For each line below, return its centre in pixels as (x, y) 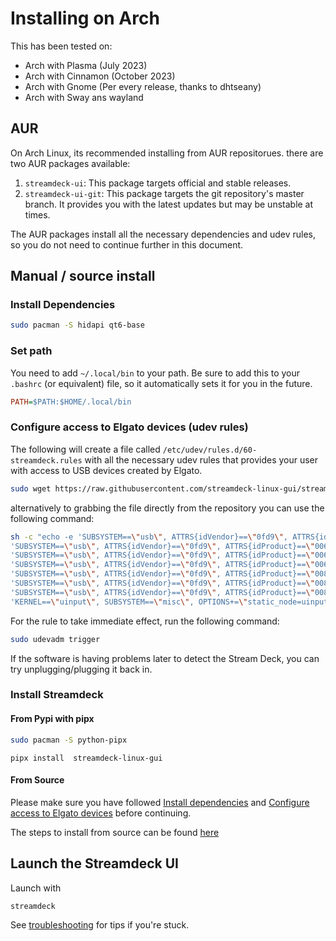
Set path (31, 351)
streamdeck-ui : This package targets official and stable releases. (158, 183)
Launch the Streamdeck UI (94, 863)
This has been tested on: (61, 46)
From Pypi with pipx (52, 719)
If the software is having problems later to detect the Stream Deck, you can (165, 658)
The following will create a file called (85, 449)
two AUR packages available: (70, 163)
